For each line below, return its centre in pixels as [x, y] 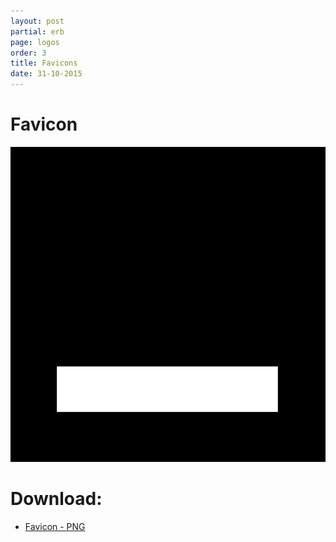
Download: [56, 499]
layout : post [37, 21]
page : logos [35, 42]
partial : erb [37, 31]
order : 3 [28, 53]
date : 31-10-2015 [46, 74]
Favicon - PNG [55, 526]
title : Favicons [44, 63]
